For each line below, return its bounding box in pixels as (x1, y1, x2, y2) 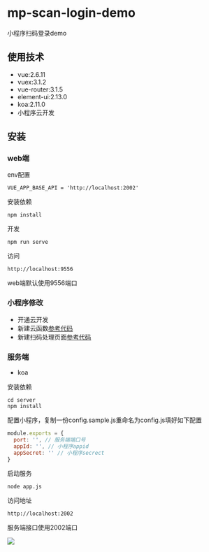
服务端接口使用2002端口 (7, 523, 78, 532)
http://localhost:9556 (7, 266, 73, 273)
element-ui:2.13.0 (17, 92, 68, 101)
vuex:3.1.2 (17, 78, 47, 86)
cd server (7, 397, 36, 404)
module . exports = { (7, 430, 64, 437)
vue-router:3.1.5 (17, 85, 64, 94)
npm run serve (7, 239, 49, 246)
